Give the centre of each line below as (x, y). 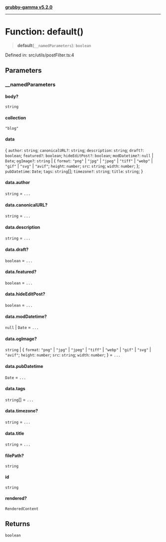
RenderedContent (22, 509)
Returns (18, 524)
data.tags (15, 389)
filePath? (15, 455)
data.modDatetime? (26, 316)
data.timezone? (21, 411)
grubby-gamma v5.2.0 (29, 7)
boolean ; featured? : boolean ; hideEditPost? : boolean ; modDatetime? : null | (79, 155)
